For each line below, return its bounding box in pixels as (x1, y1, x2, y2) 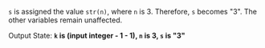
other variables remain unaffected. (8, 15, 123, 25)
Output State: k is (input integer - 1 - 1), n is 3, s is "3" (8, 31, 185, 40)
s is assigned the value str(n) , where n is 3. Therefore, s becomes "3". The (8, 7, 257, 16)
